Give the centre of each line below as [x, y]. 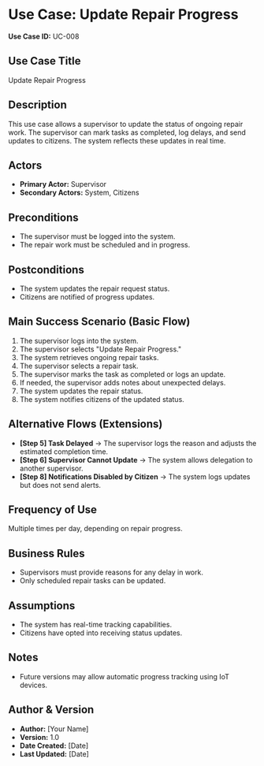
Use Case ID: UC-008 [44, 36]
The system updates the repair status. [81, 391]
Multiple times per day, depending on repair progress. [95, 529]
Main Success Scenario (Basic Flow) [99, 322]
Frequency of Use [52, 510]
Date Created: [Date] [54, 746]
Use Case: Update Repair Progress [123, 15]
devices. [33, 685]
